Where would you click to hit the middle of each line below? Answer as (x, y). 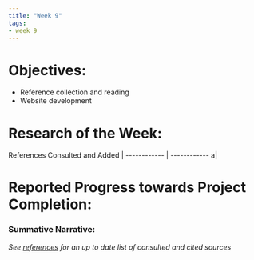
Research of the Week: (85, 133)
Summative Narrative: (52, 230)
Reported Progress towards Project (127, 188)
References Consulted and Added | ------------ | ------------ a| (113, 155)
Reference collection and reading (74, 92)
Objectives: (47, 70)
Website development (56, 101)
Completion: (50, 204)
